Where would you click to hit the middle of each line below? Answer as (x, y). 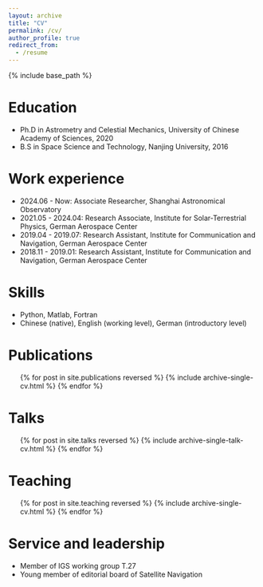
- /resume (31, 53)
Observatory (40, 209)
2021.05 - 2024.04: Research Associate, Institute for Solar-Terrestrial (133, 218)
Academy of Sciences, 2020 (67, 138)
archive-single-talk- (211, 440)
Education (43, 108)
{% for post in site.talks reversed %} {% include (98, 440)
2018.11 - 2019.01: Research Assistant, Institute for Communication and (135, 251)
